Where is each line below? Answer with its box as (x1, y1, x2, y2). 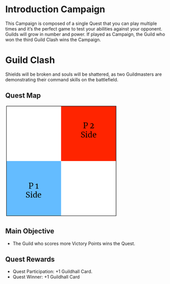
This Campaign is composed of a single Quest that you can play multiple (5, 20, 157, 26)
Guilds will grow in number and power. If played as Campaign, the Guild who (5, 31, 165, 37)
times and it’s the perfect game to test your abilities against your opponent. (5, 25, 163, 31)
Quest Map (5, 91, 41, 100)
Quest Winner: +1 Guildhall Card (12, 274, 80, 280)
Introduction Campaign (5, 4, 105, 15)
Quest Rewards (5, 255, 55, 264)
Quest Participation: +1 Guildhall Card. (12, 268, 93, 275)
